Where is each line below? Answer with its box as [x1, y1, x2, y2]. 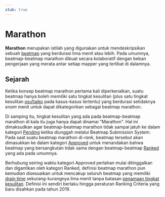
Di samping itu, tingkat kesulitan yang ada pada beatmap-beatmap [5, 113, 141, 119]
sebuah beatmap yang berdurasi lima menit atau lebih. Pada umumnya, [5, 50, 150, 56]
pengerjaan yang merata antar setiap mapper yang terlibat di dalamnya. [5, 60, 151, 67]
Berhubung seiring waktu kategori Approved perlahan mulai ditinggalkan [5, 160, 153, 166]
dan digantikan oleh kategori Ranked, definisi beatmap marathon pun [5, 165, 146, 171]
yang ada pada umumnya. [5, 150, 58, 156]
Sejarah [5, 75, 30, 83]
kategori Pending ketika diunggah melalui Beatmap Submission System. [5, 129, 151, 135]
